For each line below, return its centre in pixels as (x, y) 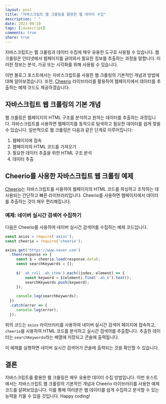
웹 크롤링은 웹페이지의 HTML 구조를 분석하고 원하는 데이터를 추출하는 (72, 117)
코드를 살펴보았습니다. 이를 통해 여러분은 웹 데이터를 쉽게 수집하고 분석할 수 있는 (82, 390)
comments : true (21, 33)
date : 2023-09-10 (23, 24)
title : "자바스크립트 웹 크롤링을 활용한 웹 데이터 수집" (56, 14)
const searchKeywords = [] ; (45, 264)
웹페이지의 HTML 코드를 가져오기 (44, 146)
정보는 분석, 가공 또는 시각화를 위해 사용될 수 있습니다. (66, 64)
